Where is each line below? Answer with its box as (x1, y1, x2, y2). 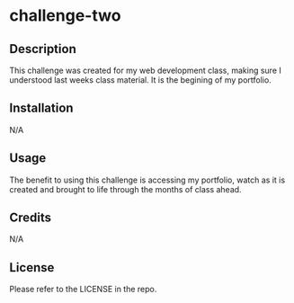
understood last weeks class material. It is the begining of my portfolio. (9, 75, 272, 85)
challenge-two (9, 5, 121, 26)
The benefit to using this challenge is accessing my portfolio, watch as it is (9, 174, 286, 185)
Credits (9, 210, 52, 226)
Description (9, 41, 76, 57)
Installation (9, 101, 74, 116)
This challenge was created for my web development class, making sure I (9, 65, 281, 76)
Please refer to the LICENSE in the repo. (9, 284, 157, 295)
